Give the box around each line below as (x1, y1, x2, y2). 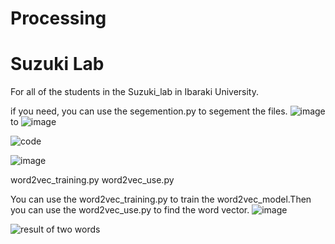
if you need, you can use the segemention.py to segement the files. (10, 105, 288, 117)
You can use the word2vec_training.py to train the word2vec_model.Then (10, 193, 312, 206)
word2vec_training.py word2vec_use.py (10, 174, 175, 186)
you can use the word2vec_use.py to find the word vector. (10, 204, 250, 216)
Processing (10, 7, 107, 30)
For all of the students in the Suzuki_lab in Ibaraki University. (10, 86, 260, 98)
